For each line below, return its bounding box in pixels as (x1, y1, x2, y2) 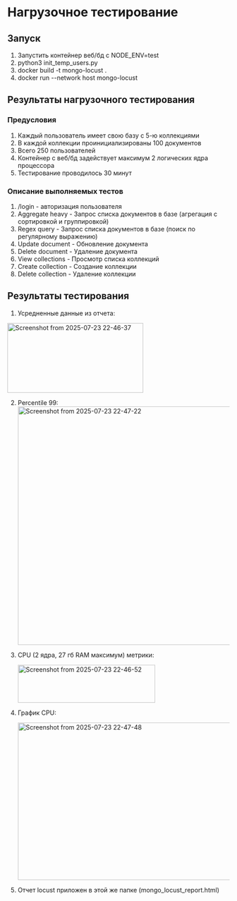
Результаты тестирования (7, 290, 129, 302)
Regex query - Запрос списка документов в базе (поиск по (17, 224, 196, 233)
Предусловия (7, 115, 56, 125)
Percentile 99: (17, 398, 59, 406)
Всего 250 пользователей (17, 146, 96, 155)
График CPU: (17, 708, 56, 717)
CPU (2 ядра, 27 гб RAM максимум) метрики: (17, 651, 154, 659)
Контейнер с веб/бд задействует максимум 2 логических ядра (17, 153, 209, 162)
